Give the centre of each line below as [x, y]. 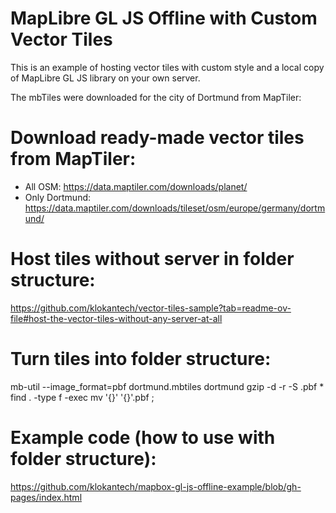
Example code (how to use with [143, 437]
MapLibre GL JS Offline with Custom [164, 18]
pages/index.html [46, 497]
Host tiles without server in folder [152, 259]
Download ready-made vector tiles [157, 138]
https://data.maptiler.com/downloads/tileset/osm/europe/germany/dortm [175, 208]
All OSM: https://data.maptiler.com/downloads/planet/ [136, 186]
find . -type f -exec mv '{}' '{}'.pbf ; [82, 397]
